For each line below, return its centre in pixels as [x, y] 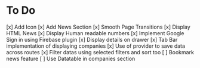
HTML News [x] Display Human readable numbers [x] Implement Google [95, 33]
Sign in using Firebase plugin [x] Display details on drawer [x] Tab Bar [92, 39]
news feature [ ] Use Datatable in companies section [71, 58]
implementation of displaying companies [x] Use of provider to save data [96, 46]
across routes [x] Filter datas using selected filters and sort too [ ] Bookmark [100, 52]
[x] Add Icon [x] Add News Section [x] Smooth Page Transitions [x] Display [99, 27]
